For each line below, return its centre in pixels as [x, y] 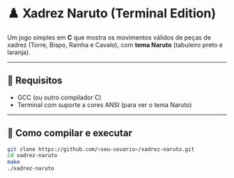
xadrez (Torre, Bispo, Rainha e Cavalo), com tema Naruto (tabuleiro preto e [115, 44]
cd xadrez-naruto [32, 156]
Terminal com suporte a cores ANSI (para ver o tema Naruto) [104, 104]
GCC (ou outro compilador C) [60, 97]
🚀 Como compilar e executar [70, 133]
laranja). [19, 52]
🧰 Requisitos [35, 81]
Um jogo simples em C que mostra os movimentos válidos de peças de [109, 37]
